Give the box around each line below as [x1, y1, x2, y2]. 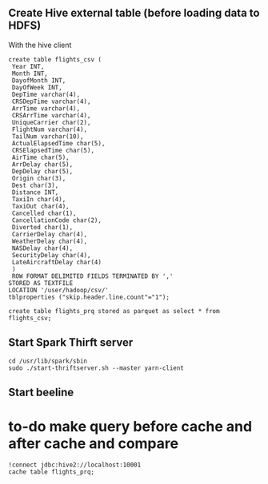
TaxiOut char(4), [11, 202, 70, 210]
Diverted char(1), [11, 223, 74, 231]
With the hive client [8, 40, 72, 50]
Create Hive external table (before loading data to [8, 6, 260, 20]
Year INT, [11, 62, 45, 70]
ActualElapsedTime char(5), [11, 139, 106, 147]
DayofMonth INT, [11, 76, 66, 85]
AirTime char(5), [11, 153, 70, 161]
